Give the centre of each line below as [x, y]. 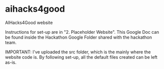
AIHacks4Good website [29, 23]
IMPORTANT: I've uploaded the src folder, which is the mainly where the [78, 52]
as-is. [11, 62]
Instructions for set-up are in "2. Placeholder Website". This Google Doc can [82, 32]
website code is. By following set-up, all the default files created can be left [81, 57]
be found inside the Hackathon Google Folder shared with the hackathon [79, 37]
